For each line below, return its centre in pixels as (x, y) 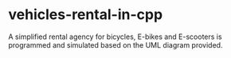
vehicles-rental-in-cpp (86, 15)
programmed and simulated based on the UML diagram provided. (115, 44)
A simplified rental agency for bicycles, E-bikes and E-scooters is (115, 37)
